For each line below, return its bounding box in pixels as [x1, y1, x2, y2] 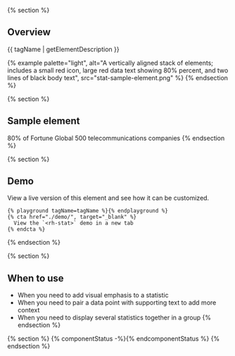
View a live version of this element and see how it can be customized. [7, 193, 210, 203]
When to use [7, 272, 65, 284]
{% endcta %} [7, 226, 46, 233]
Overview [7, 26, 51, 38]
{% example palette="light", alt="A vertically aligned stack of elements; [7, 58, 213, 67]
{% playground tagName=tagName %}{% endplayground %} [7, 208, 169, 215]
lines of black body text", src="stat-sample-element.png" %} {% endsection [7, 73, 229, 82]
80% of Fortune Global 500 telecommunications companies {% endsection [7, 134, 225, 142]
